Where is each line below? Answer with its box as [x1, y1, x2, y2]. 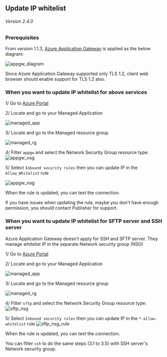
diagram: [5, 51, 24, 57]
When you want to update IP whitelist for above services [5, 88, 147, 95]
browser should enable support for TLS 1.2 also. [5, 76, 106, 82]
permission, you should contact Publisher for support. [5, 205, 118, 211]
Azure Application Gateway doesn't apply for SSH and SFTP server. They [5, 236, 158, 242]
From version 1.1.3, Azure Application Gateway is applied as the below [5, 45, 151, 51]
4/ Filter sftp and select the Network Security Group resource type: [5, 300, 147, 306]
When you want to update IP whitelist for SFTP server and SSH [5, 218, 162, 225]
